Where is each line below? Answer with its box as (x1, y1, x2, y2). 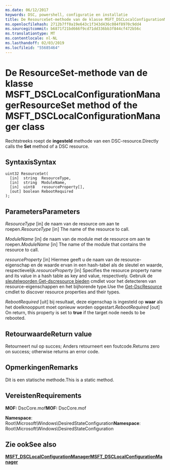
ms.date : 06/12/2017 (5, 7, 49, 13)
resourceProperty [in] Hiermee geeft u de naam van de (5, 257, 120, 263)
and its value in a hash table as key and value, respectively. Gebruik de (5, 273, 153, 279)
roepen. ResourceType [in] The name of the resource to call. (5, 226, 130, 232)
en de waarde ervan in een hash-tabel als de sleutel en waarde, (30, 262, 163, 268)
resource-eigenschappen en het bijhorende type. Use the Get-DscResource (5, 284, 162, 290)
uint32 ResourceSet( (5, 171, 49, 177)
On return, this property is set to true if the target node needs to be (5, 310, 146, 316)
